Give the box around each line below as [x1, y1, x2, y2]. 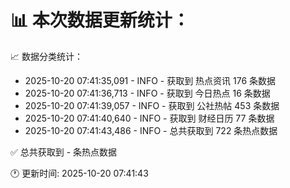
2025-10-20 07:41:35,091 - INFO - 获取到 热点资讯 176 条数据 [24, 74, 277, 86]
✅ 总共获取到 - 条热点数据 [10, 146, 118, 158]
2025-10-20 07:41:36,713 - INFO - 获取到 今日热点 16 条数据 [24, 87, 271, 99]
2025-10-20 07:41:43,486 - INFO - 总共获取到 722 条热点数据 [24, 124, 278, 136]
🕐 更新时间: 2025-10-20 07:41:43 [10, 167, 149, 179]
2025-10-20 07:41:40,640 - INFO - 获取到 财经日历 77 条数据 [24, 112, 275, 124]
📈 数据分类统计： [10, 50, 83, 62]
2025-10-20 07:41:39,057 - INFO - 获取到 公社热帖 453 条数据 [24, 99, 280, 111]
